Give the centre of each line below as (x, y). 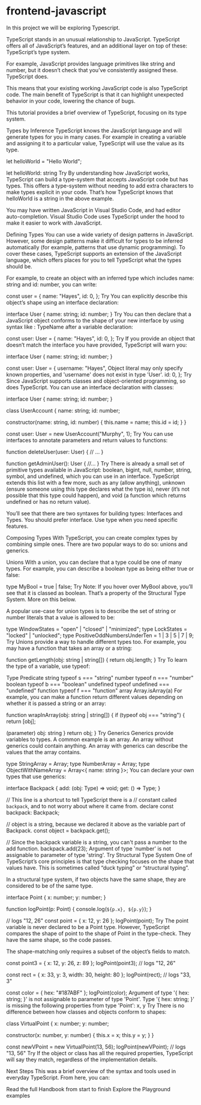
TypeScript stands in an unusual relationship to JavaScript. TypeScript (93, 39)
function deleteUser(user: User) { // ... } (55, 452)
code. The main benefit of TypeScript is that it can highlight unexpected (95, 94)
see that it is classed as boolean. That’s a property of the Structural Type (96, 593)
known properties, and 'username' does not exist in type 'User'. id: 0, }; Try (99, 374)
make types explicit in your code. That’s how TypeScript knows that (90, 192)
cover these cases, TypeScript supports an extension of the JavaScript (94, 253)
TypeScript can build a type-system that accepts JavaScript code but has (97, 179)
